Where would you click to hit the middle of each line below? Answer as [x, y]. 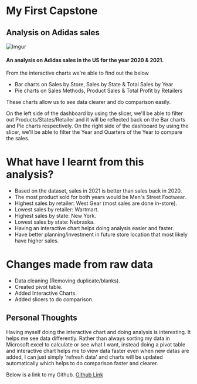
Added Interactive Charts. [46, 293]
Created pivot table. [38, 287]
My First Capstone [52, 11]
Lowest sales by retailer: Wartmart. [57, 210]
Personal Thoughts [42, 318]
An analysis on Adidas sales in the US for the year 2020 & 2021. [85, 60]
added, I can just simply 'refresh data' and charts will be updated [84, 357]
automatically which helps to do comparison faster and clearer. [82, 363]
